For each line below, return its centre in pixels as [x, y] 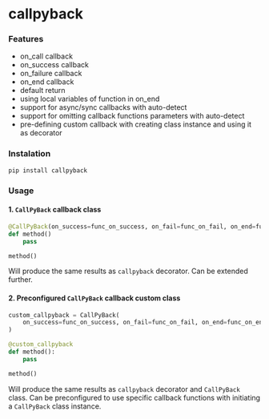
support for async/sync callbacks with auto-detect [103, 107]
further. [21, 280]
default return [42, 91]
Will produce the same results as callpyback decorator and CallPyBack [124, 389]
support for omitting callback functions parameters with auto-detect [132, 116]
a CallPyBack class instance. [55, 406]
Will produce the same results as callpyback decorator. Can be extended [128, 271]
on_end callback [47, 82]
